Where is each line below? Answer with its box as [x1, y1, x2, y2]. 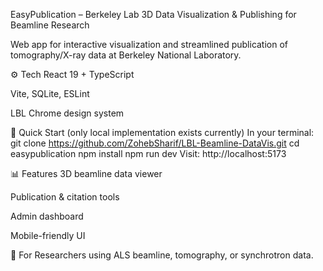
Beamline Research [10, 19, 90, 31]
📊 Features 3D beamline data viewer [10, 168, 163, 179]
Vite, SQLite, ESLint [10, 88, 90, 99]
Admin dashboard [10, 210, 84, 222]
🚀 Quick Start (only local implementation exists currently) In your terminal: [10, 127, 315, 138]
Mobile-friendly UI [10, 230, 86, 241]
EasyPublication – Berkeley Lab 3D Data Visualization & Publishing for [10, 9, 297, 20]
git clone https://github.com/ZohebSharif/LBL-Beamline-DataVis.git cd [10, 137, 300, 149]
